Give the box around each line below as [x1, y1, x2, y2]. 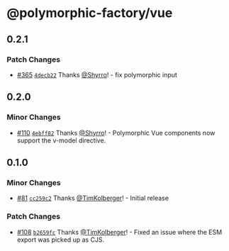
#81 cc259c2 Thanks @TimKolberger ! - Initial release [16, 194, 169, 203]
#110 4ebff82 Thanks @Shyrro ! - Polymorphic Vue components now [16, 128, 216, 137]
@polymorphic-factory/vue [6, 5, 173, 21]
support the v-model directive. [16, 136, 106, 145]
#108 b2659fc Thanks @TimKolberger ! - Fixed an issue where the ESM [16, 228, 223, 236]
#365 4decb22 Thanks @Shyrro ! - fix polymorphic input [16, 70, 178, 79]
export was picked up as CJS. [16, 235, 105, 244]
